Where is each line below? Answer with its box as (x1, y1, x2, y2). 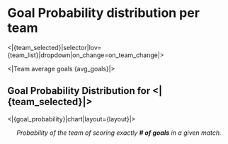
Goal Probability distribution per (7, 5, 200, 21)
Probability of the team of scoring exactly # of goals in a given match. (16, 128, 222, 137)
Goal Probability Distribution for (7, 85, 151, 97)
